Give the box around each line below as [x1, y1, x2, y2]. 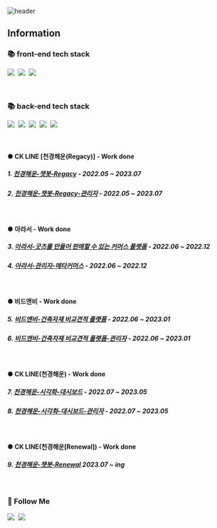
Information [7, 27, 61, 39]
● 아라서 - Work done [7, 225, 71, 233]
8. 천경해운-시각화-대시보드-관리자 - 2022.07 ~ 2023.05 [7, 407, 169, 415]
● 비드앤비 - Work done [7, 297, 77, 306]
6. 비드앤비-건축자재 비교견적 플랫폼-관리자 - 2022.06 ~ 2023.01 [7, 334, 191, 342]
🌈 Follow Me [7, 497, 51, 507]
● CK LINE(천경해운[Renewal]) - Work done [7, 442, 137, 451]
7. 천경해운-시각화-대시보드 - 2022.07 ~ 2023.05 [7, 387, 147, 396]
